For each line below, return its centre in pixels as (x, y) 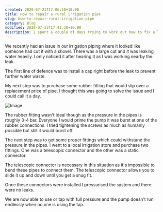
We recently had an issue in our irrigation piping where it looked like (73, 46)
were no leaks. (20, 190)
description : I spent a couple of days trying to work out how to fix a (80, 32)
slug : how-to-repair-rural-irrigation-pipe (50, 19)
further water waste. (25, 76)
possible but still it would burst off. (39, 130)
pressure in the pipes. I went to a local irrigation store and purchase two (77, 145)
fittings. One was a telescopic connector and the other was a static (72, 150)
